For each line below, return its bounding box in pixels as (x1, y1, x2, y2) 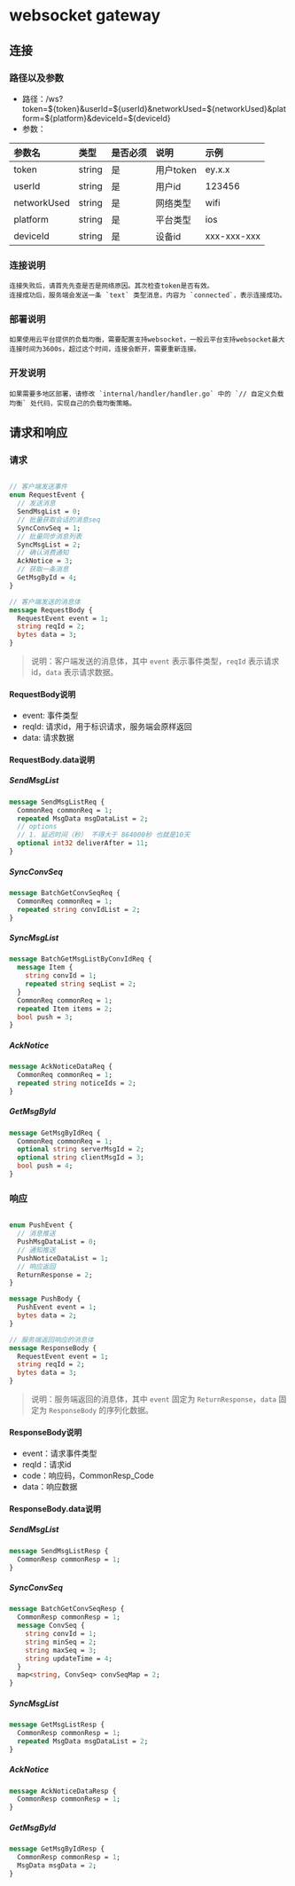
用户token (155, 163, 198, 176)
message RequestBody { (9, 605, 93, 615)
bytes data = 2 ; (17, 1311, 77, 1320)
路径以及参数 (9, 72, 65, 84)
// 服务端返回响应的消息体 (9, 1335, 95, 1344)
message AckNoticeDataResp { (9, 1787, 117, 1796)
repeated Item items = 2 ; (17, 1004, 113, 1013)
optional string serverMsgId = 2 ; (17, 1145, 144, 1154)
